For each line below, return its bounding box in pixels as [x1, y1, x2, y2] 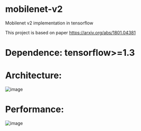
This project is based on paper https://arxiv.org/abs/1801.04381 [5, 29, 136, 35]
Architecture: [5, 70, 62, 81]
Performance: [5, 104, 64, 115]
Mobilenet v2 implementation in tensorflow [5, 20, 93, 26]
